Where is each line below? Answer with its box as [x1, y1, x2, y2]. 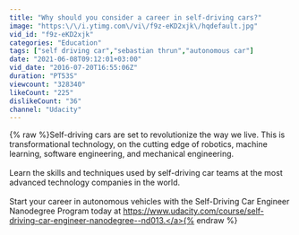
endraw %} [196, 215, 238, 226]
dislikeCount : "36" [9, 96, 82, 106]
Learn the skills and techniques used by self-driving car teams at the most [9, 168, 284, 178]
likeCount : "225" [9, 88, 74, 97]
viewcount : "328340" [9, 80, 87, 89]
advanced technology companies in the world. [9, 177, 181, 188]
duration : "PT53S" [9, 72, 78, 81]
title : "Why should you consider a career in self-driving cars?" [9, 13, 262, 22]
